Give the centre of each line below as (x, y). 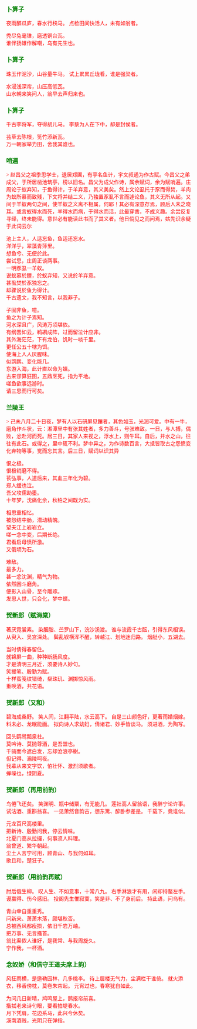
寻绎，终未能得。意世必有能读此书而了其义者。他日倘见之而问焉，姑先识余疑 (98, 219)
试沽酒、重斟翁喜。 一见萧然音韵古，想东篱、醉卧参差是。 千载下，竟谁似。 (97, 812)
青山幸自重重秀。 (27, 911)
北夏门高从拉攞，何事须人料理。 (45, 839)
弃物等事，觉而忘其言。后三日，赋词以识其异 (65, 451)
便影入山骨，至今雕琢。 (34, 592)
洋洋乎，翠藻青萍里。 (32, 246)
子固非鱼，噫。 (24, 310)
